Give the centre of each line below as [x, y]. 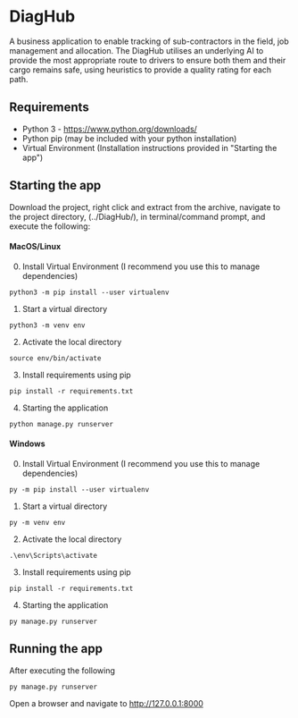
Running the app [56, 649]
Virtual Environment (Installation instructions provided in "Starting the [149, 148]
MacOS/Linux [35, 247]
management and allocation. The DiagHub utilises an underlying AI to [137, 50]
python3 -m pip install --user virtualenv [89, 292]
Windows [27, 443]
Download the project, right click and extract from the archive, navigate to [145, 207]
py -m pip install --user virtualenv [79, 489]
